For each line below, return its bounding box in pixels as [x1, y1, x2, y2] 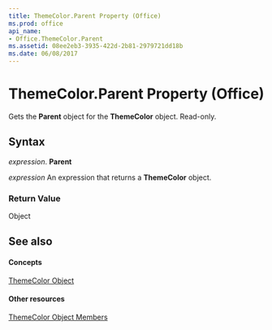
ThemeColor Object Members [8, 312, 108, 322]
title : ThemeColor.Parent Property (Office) [8, 11, 162, 20]
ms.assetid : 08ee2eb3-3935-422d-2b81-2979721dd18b [8, 42, 183, 50]
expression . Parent [8, 156, 72, 167]
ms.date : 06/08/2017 [8, 50, 79, 58]
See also [8, 235, 53, 249]
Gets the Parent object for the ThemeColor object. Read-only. [8, 111, 217, 121]
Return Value [8, 193, 61, 204]
